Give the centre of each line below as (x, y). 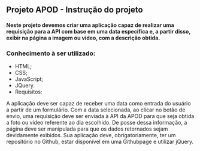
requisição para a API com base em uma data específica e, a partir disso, (98, 31)
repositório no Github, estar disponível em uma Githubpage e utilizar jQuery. (100, 142)
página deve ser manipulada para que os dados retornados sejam (87, 129)
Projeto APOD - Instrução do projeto (75, 10)
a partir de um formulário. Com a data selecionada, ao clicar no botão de (96, 110)
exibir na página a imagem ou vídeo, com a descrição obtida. (83, 38)
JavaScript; (29, 79)
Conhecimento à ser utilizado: (51, 53)
